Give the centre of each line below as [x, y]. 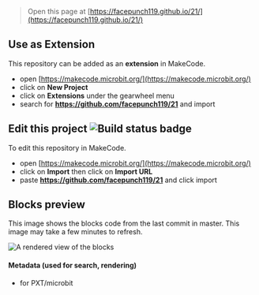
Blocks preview [47, 205]
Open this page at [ [59, 11]
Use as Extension [52, 45]
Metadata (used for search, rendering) [72, 265]
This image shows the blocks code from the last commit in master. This [124, 223]
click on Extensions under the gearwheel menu [97, 95]
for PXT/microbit [46, 282]
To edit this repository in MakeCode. [67, 147]
